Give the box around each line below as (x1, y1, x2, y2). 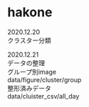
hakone (7, 4, 53, 21)
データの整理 (7, 58, 45, 67)
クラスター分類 (7, 36, 51, 45)
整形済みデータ (7, 84, 51, 92)
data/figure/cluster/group (7, 75, 82, 84)
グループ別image (7, 67, 57, 76)
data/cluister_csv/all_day (7, 91, 80, 100)
